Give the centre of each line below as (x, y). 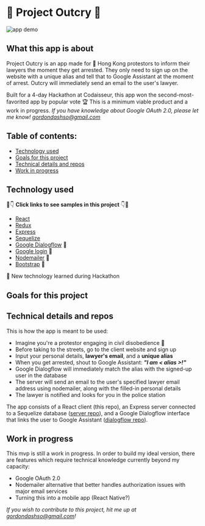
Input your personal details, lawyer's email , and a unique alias (94, 356)
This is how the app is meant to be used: (57, 331)
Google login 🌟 (34, 251)
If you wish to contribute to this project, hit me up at (71, 509)
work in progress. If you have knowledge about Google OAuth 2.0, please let (103, 110)
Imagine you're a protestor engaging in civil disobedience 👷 (90, 343)
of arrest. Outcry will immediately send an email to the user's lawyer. (92, 83)
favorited (18, 102)
